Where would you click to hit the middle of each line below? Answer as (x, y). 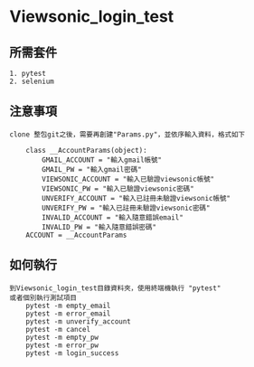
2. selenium (32, 81)
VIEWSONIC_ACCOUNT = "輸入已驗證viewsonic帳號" (128, 179)
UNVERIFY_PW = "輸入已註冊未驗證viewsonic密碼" (126, 208)
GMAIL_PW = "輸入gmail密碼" (92, 169)
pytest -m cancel (58, 329)
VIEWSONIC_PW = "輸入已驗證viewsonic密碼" (118, 188)
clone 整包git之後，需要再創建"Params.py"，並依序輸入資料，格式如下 (127, 134)
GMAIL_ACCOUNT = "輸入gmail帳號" (102, 160)
